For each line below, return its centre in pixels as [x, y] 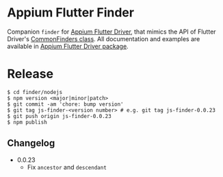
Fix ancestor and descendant [67, 167]
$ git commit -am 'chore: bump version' [66, 104]
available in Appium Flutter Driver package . [68, 46]
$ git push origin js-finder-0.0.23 [59, 116]
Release [30, 74]
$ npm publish [27, 122]
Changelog [31, 143]
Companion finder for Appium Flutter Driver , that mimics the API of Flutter [112, 32]
